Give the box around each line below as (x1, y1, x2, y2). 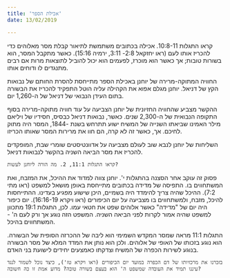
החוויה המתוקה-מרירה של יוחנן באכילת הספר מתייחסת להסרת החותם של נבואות (7, 77, 218, 85)
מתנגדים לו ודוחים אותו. (7, 63, 69, 72)
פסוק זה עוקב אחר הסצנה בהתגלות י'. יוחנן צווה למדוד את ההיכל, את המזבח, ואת (7, 173, 218, 181)
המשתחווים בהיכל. (7, 217, 55, 226)
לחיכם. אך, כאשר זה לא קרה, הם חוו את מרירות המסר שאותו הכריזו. (7, 127, 182, 135)
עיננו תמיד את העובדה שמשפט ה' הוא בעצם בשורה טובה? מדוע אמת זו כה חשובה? (7, 265, 202, 272)
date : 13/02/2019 (7, 17, 57, 23)
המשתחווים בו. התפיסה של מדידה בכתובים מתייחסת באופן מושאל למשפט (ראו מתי (7, 181, 223, 189)
